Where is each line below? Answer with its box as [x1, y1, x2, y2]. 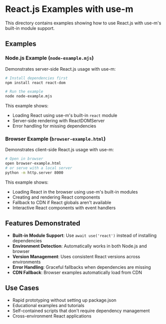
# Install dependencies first [5, 76, 68, 81]
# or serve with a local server [5, 166, 72, 171]
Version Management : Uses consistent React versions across [12, 253, 141, 259]
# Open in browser [5, 156, 43, 161]
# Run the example [5, 89, 43, 94]
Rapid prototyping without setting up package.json [12, 297, 117, 303]
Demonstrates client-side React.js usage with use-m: [5, 147, 114, 153]
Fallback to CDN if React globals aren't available [12, 199, 111, 205]
